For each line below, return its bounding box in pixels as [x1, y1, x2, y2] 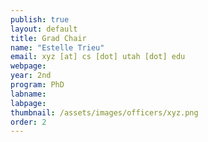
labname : [10, 89, 47, 99]
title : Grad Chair [10, 33, 87, 43]
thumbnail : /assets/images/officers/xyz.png [10, 107, 199, 118]
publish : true [10, 14, 70, 25]
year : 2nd [10, 71, 52, 81]
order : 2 [10, 117, 47, 127]
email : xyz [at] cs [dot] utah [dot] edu [10, 52, 186, 62]
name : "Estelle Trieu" [10, 42, 105, 53]
